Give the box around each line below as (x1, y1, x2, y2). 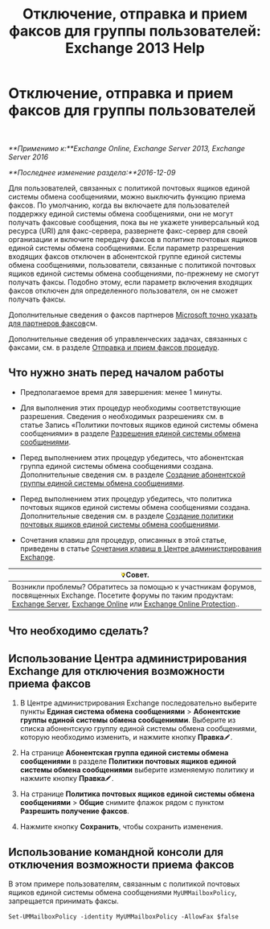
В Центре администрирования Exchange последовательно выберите (19, 698, 257, 708)
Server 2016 (8, 152, 49, 162)
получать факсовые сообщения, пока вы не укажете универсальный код (8, 217, 260, 227)
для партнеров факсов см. (8, 319, 98, 328)
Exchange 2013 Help (65, 39, 205, 57)
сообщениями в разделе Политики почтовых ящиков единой (19, 757, 237, 767)
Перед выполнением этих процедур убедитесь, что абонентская (19, 452, 243, 462)
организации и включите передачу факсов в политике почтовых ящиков (8, 234, 258, 244)
